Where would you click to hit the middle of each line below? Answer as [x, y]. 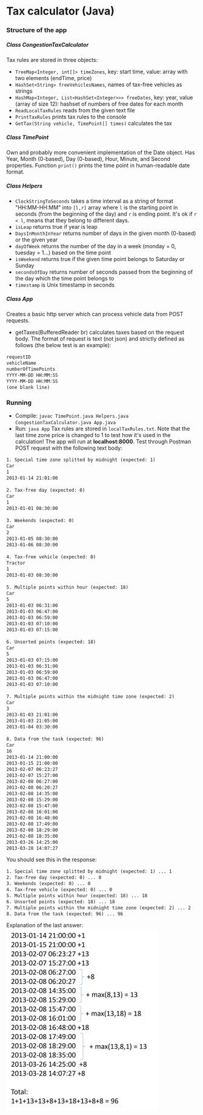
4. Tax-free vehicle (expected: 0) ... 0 [59, 890]
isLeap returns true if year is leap [56, 227]
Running [19, 402]
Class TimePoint [28, 137]
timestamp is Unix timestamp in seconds [65, 285]
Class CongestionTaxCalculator [48, 44]
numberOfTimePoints [31, 369]
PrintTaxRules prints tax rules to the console [71, 117]
